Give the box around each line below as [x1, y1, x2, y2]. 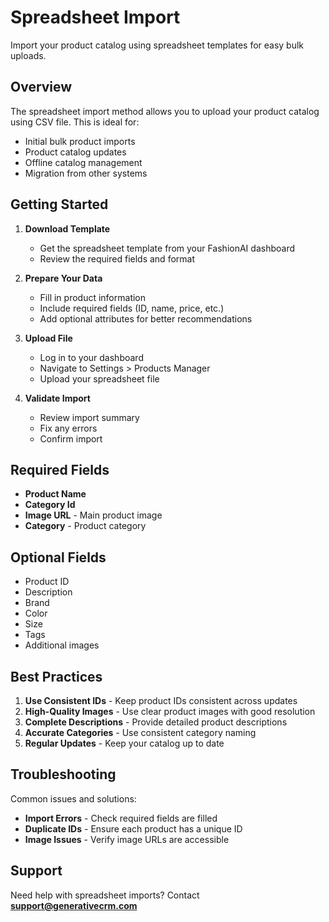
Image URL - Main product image [24, 509, 163, 521]
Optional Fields [10, 549, 107, 566]
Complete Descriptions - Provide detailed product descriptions [24, 716, 288, 728]
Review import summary [39, 411, 140, 423]
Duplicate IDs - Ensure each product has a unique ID [24, 822, 243, 835]
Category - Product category [24, 520, 147, 532]
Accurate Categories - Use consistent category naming [24, 727, 257, 738]
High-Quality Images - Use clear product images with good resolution [24, 706, 316, 717]
